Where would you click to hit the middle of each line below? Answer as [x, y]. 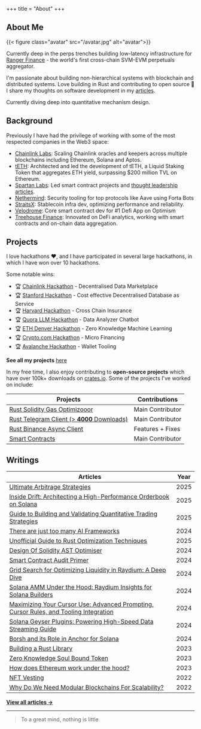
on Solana [23, 504]
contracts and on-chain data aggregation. [66, 223]
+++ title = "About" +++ [36, 9]
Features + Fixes [157, 429]
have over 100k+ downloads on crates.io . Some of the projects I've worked [98, 378]
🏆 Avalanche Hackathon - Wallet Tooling [66, 347]
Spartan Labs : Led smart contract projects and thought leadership [96, 185]
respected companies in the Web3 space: [57, 142]
